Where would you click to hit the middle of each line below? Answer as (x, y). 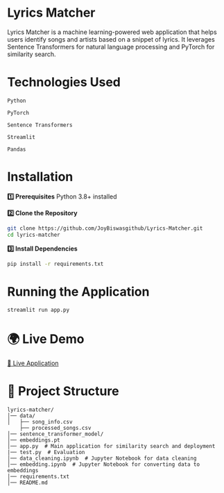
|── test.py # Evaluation (46, 453)
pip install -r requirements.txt (55, 264)
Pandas (17, 149)
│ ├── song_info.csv (40, 422)
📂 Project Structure (63, 391)
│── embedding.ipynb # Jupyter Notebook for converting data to (103, 465)
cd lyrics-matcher (34, 235)
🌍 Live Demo (46, 339)
